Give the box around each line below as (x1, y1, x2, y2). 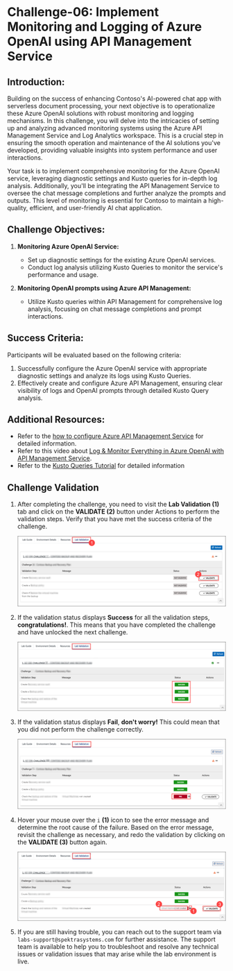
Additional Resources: (7, 414, 105, 425)
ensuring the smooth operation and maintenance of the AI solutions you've (7, 139, 221, 146)
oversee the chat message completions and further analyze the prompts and (7, 189, 226, 197)
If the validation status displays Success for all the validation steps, (17, 613, 210, 621)
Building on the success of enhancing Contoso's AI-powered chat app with (7, 94, 222, 103)
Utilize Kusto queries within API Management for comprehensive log (27, 297, 223, 305)
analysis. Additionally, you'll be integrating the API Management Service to (7, 182, 220, 189)
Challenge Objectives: (7, 223, 105, 236)
